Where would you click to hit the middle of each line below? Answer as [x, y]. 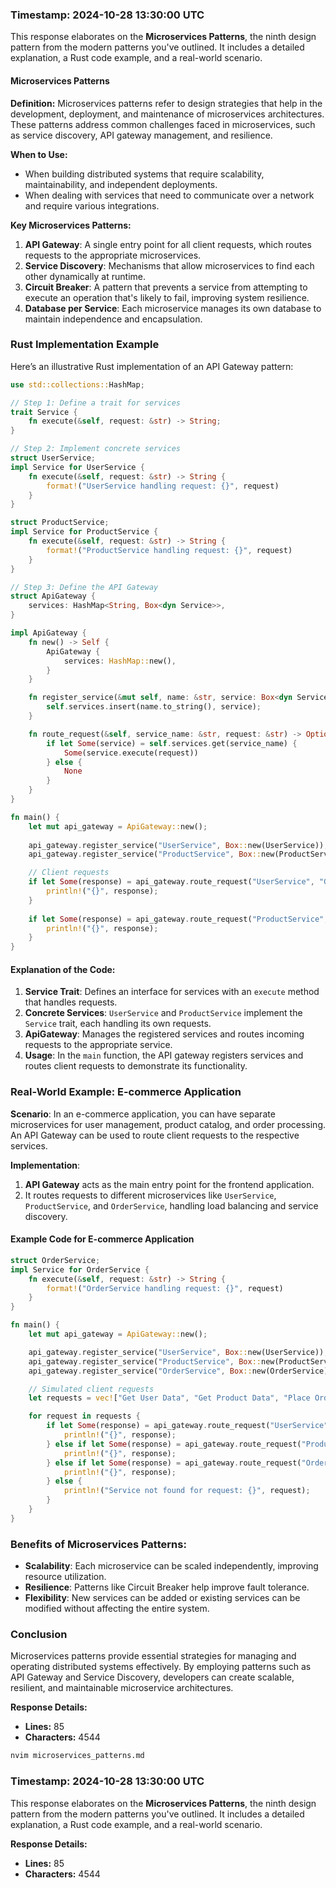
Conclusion [39, 1634]
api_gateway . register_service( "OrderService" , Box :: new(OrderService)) [180, 1371]
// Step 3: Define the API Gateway [84, 587]
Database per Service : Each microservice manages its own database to [173, 308]
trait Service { [44, 412]
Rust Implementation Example [85, 345]
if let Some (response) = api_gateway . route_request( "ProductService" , [178, 919]
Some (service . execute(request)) [131, 753]
